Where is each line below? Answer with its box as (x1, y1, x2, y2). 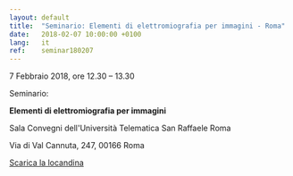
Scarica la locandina (9, 157, 85, 168)
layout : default (9, 13, 70, 22)
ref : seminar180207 (9, 46, 94, 55)
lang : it (9, 38, 50, 47)
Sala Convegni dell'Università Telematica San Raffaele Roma (9, 122, 231, 134)
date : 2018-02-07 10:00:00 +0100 (9, 29, 142, 38)
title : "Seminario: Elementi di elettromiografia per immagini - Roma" (9, 21, 286, 30)
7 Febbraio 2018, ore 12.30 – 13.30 (9, 71, 136, 81)
